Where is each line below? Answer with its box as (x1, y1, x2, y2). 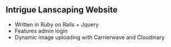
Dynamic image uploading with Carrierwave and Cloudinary (14, 33, 165, 41)
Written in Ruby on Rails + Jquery (14, 20, 99, 28)
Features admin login (14, 27, 68, 34)
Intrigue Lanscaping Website (5, 5, 118, 15)
